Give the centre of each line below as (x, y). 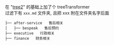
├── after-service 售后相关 (34, 23)
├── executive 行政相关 (30, 33)
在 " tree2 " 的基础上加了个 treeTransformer (47, 7)
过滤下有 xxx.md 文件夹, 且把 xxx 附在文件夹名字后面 (57, 13)
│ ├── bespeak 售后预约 (32, 28)
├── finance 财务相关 (28, 39)
